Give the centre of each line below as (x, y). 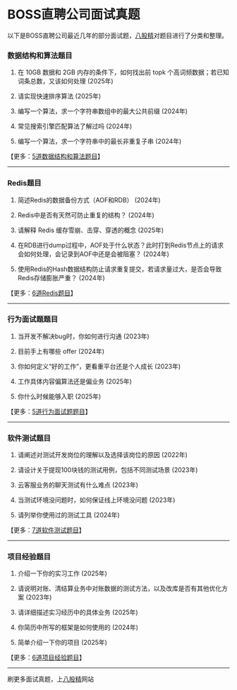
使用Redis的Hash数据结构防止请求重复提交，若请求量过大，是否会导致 (120, 269)
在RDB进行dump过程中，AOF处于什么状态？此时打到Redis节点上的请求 (121, 245)
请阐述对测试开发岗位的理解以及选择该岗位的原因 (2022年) (103, 455)
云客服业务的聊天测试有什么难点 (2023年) (78, 485)
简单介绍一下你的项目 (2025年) (62, 643)
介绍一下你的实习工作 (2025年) (62, 573)
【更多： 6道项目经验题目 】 (47, 657)
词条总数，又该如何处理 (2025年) (66, 81)
